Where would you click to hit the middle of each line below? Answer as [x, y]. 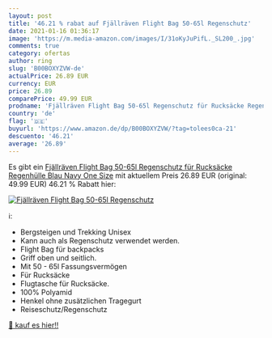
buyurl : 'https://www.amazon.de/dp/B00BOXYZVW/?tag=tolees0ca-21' [123, 129]
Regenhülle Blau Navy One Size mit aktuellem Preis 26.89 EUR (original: [127, 175]
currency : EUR [32, 83]
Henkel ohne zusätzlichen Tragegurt [81, 301]
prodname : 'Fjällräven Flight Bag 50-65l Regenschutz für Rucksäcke [126, 106]
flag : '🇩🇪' [28, 121]
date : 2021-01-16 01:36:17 [54, 31]
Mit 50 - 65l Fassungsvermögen [74, 266]
